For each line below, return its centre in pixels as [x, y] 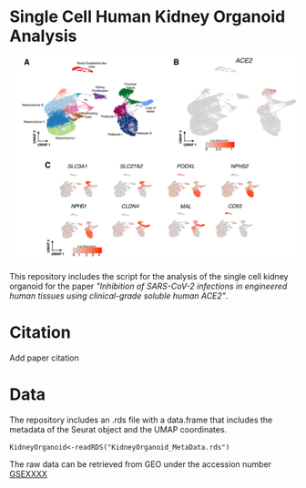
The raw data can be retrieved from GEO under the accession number [140, 464]
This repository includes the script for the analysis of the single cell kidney [149, 276]
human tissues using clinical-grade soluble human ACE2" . [119, 295]
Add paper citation [44, 358]
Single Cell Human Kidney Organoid [148, 17]
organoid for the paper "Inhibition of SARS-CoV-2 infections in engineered [148, 286]
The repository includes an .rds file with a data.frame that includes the [141, 420]
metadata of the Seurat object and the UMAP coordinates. [118, 429]
